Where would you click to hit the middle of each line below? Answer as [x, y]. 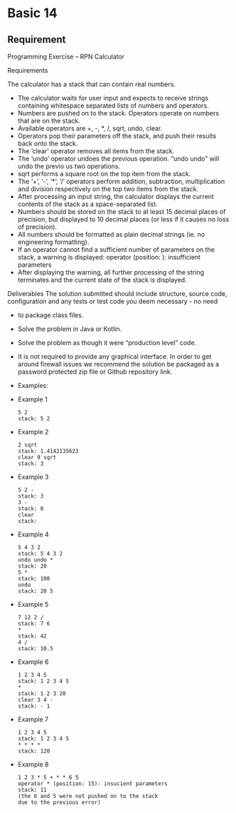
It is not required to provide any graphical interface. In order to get [114, 357]
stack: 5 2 [34, 419]
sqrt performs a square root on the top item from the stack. [104, 174]
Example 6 [33, 662]
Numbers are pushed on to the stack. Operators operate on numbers [118, 113]
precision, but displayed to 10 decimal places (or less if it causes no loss [123, 219]
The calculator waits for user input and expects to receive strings [113, 98]
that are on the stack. [49, 121]
